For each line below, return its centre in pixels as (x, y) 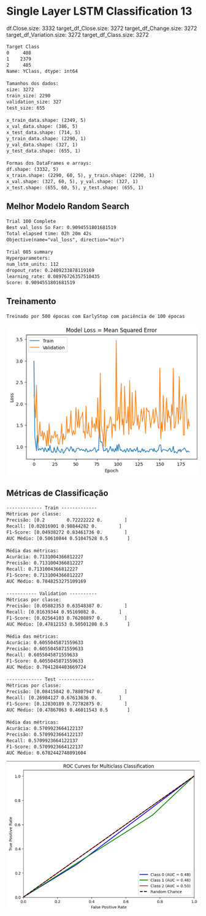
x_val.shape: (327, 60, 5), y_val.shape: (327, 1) (72, 181)
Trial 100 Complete (31, 221)
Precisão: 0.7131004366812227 (45, 563)
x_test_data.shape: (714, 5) (44, 132)
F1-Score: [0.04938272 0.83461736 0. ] (67, 532)
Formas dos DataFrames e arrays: (49, 163)
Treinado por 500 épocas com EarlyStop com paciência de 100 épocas (96, 316)
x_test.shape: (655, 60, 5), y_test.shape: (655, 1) (75, 187)
